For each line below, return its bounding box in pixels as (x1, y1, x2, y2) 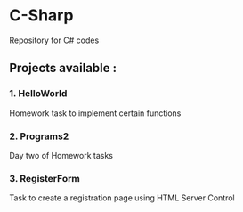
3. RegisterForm (9, 172, 80, 184)
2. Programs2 (9, 130, 69, 143)
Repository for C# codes (9, 35, 100, 45)
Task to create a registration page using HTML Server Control (9, 192, 235, 203)
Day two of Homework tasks (9, 150, 114, 160)
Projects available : (9, 61, 117, 76)
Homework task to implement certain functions (9, 108, 182, 118)
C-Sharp (9, 5, 74, 26)
